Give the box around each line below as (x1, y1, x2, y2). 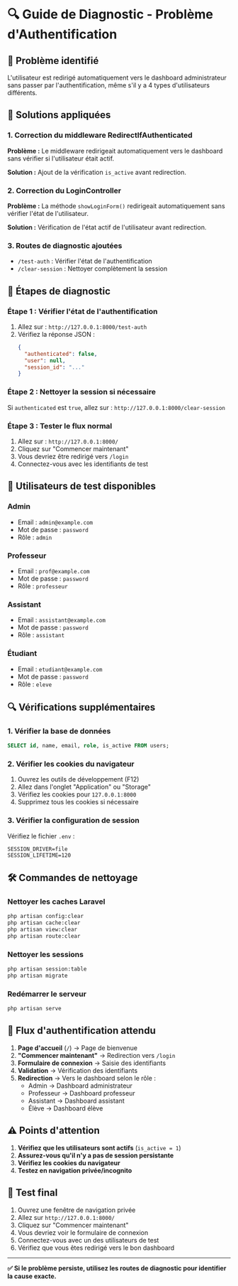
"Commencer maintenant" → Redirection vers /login (17, 1051, 176, 1059)
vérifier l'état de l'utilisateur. (7, 209, 89, 217)
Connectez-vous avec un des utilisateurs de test (17, 1236, 159, 1244)
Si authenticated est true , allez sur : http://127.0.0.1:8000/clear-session (7, 403, 225, 411)
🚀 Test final (7, 1187, 58, 1199)
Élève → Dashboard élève (28, 1103, 103, 1113)
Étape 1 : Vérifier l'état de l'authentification (7, 306, 158, 316)
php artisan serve (7, 1005, 62, 1012)
